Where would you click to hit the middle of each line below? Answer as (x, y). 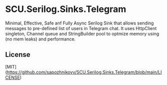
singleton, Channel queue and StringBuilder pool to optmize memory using (82, 33)
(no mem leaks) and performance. (41, 39)
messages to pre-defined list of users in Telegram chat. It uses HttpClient (81, 28)
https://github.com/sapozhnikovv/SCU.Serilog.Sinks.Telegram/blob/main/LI (84, 72)
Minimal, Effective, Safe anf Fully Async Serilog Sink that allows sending (79, 23)
